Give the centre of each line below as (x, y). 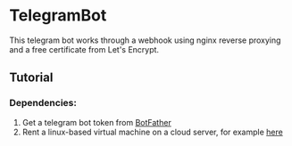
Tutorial (31, 78)
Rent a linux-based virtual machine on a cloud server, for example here (152, 132)
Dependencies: (43, 103)
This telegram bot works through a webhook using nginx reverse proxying (145, 40)
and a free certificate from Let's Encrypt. (84, 49)
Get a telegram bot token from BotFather (96, 122)
